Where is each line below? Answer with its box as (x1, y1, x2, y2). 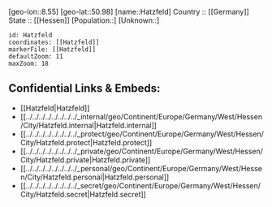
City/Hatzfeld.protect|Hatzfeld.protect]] (19, 137, 153, 147)
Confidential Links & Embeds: (8, 81, 161, 96)
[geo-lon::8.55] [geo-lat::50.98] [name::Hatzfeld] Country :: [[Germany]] (8, 7, 249, 16)
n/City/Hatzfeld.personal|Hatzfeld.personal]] (19, 172, 170, 182)
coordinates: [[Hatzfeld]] (8, 38, 100, 46)
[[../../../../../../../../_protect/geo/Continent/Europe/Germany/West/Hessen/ (19, 129, 264, 139)
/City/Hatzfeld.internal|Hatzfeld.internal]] (19, 120, 157, 130)
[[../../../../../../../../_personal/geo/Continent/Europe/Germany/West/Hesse (19, 163, 262, 173)
